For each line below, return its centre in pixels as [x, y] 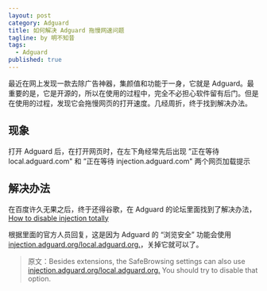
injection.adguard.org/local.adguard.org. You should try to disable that [143, 270]
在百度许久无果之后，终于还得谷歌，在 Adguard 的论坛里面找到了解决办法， [132, 209]
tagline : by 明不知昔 [42, 38]
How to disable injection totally [58, 218]
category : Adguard [39, 23]
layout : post [30, 15]
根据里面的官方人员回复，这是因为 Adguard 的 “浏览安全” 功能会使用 [120, 234]
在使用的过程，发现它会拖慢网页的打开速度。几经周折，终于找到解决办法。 [130, 103]
